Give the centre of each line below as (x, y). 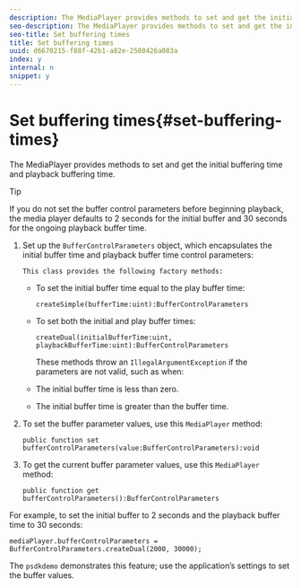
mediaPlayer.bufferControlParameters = (84, 541)
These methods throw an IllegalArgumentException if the (142, 362)
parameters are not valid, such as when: (110, 371)
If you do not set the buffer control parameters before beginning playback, (146, 208)
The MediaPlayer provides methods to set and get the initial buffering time (146, 164)
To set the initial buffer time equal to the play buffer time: (140, 287)
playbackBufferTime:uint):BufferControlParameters (132, 345)
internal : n (31, 68)
